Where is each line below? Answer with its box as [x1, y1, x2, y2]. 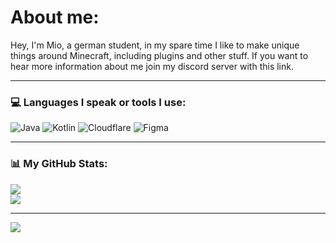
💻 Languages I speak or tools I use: [10, 95, 187, 109]
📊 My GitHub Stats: [10, 157, 108, 171]
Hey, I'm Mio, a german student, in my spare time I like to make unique [10, 39, 300, 51]
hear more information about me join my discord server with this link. [10, 60, 294, 72]
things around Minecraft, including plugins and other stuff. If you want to [10, 49, 309, 61]
